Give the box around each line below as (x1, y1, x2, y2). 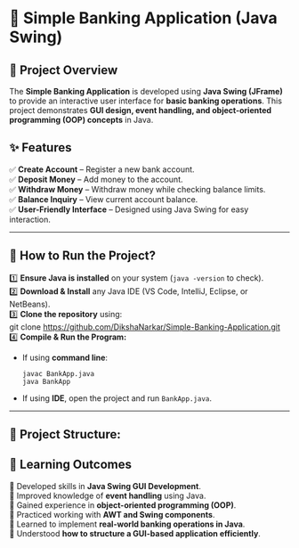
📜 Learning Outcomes (9, 457, 132, 472)
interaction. (9, 214, 52, 225)
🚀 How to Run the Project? (9, 249, 156, 264)
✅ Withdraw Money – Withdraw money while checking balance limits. (9, 184, 266, 194)
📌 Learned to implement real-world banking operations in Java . (9, 519, 246, 529)
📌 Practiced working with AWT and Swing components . (9, 509, 215, 519)
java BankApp (21, 377, 71, 386)
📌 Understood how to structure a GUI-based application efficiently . (9, 528, 261, 538)
